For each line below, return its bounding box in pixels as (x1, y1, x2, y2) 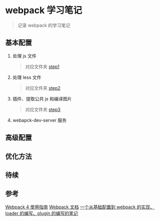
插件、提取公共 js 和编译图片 (12, 95, 72, 101)
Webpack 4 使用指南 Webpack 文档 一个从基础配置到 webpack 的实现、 (5, 204, 155, 210)
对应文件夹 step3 (25, 106, 61, 113)
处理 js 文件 (12, 52, 37, 59)
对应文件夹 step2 (25, 85, 61, 91)
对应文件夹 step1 (25, 64, 60, 70)
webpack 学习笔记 (5, 5, 82, 16)
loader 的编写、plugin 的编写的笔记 (5, 210, 78, 216)
